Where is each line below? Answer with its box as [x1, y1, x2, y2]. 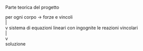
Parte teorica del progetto [5, 5, 60, 10]
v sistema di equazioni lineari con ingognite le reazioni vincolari [5, 25, 138, 31]
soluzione [5, 41, 26, 47]
